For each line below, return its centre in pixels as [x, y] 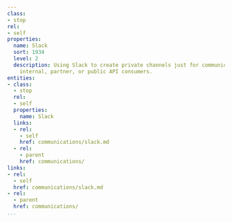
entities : [21, 78]
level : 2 [26, 59]
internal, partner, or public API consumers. [86, 71]
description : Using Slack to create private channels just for [106, 65]
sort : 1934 [29, 53]
